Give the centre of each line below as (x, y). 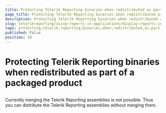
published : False (23, 33)
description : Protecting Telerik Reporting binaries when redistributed (82, 19)
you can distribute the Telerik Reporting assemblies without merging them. (81, 105)
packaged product (44, 83)
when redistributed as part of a (70, 73)
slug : (11, 24)
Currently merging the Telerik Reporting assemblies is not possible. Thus (79, 100)
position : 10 (19, 38)
